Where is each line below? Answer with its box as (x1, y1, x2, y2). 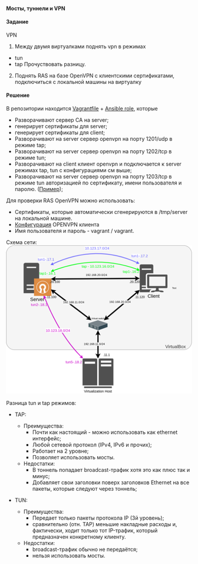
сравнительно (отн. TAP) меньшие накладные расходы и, (32, 520, 177, 527)
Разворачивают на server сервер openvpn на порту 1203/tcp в (14, 173, 172, 180)
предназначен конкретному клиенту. (32, 533, 126, 540)
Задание (6, 18, 29, 25)
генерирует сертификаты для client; (14, 129, 105, 136)
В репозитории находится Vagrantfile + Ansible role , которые (6, 105, 158, 112)
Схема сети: (6, 239, 37, 245)
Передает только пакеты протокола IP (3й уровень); (32, 514, 164, 521)
